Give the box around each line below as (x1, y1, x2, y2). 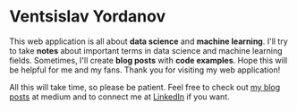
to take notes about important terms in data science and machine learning (9, 45, 284, 55)
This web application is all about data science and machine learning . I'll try (9, 36, 288, 47)
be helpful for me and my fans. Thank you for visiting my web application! (9, 64, 281, 75)
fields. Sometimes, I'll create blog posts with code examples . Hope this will (9, 55, 288, 65)
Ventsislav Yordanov (9, 6, 166, 27)
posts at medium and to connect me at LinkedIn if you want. (9, 91, 230, 102)
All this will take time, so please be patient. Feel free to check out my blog (9, 81, 281, 92)
